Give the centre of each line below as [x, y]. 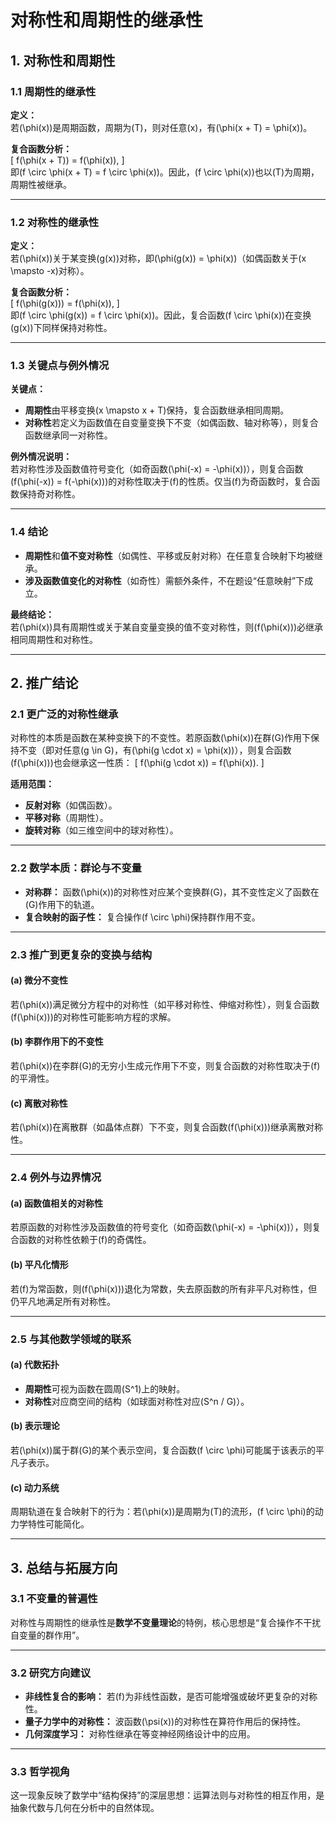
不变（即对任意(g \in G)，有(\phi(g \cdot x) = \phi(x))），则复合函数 [155, 750]
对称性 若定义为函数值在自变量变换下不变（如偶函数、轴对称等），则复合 [171, 423]
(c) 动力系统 [35, 1487]
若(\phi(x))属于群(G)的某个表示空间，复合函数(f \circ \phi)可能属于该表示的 [163, 1450]
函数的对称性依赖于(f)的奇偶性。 [85, 1240]
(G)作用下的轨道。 [62, 904]
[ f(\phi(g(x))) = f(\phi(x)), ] [65, 303]
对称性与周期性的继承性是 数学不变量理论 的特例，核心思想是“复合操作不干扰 [166, 1622]
